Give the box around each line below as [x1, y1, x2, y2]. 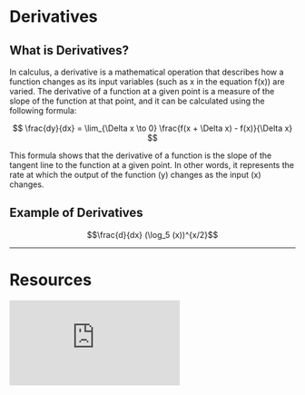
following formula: [9, 105, 77, 115]
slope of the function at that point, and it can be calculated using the [9, 95, 265, 106]
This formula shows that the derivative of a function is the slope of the [9, 150, 272, 161]
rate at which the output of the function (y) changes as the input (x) [9, 170, 261, 180]
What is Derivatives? [9, 43, 130, 58]
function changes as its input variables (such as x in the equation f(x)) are [9, 76, 285, 87]
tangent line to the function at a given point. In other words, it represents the [9, 160, 295, 170]
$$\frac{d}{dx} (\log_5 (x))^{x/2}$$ [86, 229, 219, 240]
